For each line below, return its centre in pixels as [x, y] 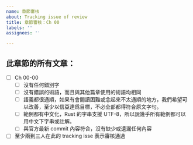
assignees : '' [23, 33]
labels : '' [19, 28]
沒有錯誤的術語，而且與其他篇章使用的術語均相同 [82, 92]
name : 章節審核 [23, 11]
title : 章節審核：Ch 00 [33, 22]
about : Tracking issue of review [47, 17]
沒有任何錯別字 [41, 85]
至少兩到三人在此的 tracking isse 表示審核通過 [70, 136]
